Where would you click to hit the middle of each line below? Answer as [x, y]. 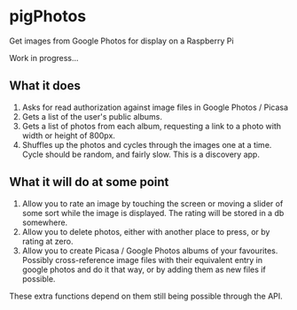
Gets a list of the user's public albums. [92, 116]
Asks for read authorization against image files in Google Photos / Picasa [155, 107]
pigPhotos [48, 16]
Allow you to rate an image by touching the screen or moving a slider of [152, 203]
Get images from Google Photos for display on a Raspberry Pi [121, 41]
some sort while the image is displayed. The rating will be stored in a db [153, 213]
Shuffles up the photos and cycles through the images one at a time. [147, 144]
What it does [45, 86]
